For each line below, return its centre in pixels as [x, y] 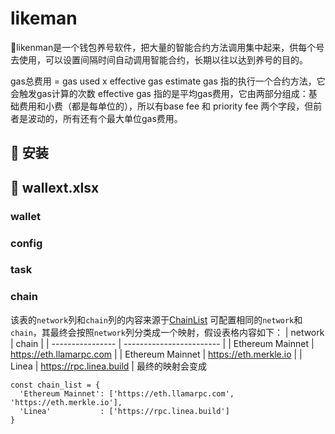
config [26, 243]
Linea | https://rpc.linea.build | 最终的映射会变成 [108, 366]
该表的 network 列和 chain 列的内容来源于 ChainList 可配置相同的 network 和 [156, 319]
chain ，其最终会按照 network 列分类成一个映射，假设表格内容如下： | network [167, 332]
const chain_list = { [55, 385]
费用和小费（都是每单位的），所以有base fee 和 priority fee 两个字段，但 [166, 106]
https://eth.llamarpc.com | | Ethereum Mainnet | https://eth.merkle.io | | [156, 354]
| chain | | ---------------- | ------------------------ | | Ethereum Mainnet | [162, 343]
